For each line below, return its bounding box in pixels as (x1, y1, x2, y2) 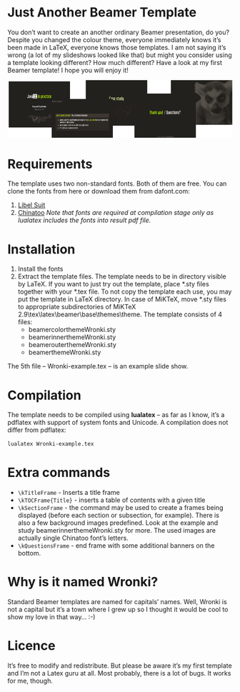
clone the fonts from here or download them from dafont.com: (7, 187, 191, 196)
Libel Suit (17, 201, 46, 209)
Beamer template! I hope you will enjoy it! (7, 66, 129, 74)
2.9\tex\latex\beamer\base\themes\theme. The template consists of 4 (17, 310, 223, 319)
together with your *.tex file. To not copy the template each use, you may (17, 287, 232, 296)
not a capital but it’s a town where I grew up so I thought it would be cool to (7, 605, 229, 614)
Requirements (7, 156, 93, 172)
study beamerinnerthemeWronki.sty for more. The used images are (17, 526, 216, 535)
